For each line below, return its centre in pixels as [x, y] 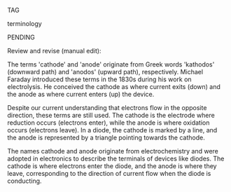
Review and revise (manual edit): [54, 51]
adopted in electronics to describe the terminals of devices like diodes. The [116, 158]
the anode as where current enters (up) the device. [81, 94]
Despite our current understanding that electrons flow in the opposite [107, 108]
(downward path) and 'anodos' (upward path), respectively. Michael [105, 72]
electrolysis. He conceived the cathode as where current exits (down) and [114, 87]
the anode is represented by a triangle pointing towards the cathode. [106, 137]
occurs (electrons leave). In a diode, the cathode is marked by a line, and [112, 130]
